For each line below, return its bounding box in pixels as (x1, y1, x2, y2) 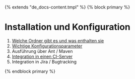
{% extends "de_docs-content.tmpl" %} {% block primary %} (4, 4, 130, 10)
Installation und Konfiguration (4, 22, 131, 33)
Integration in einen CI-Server (11, 53, 73, 59)
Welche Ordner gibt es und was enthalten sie (11, 38, 104, 43)
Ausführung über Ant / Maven (11, 48, 73, 54)
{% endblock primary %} (4, 68, 56, 74)
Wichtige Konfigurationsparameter (11, 43, 83, 49)
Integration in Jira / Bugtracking (11, 59, 77, 65)
